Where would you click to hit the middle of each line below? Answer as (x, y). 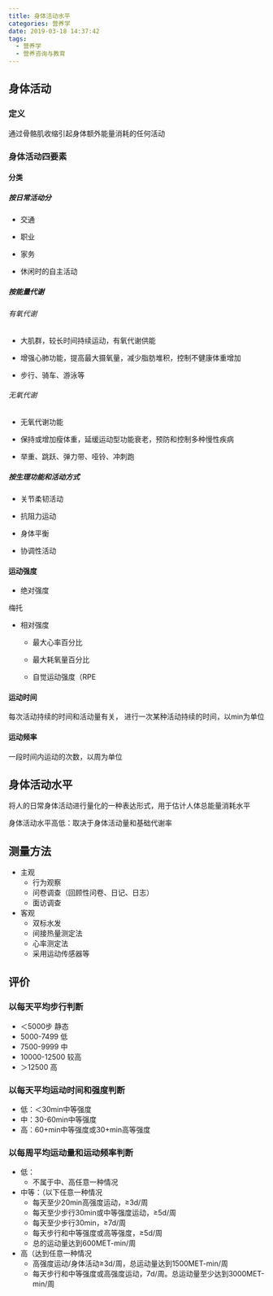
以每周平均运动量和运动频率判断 (71, 1153)
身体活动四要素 (38, 156)
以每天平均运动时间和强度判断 (67, 1090)
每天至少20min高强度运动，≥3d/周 (90, 1202)
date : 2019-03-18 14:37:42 (54, 31)
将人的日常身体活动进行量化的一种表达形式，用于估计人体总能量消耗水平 (129, 806)
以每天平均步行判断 (46, 1007)
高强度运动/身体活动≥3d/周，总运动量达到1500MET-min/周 (130, 1263)
